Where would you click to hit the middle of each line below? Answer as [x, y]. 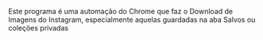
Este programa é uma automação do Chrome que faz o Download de [120, 11]
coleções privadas [39, 28]
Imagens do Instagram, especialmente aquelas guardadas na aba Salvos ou [132, 20]
